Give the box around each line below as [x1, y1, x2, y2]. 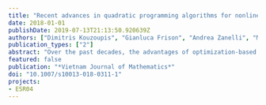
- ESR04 [8, 84, 34, 93]
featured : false [8, 56, 62, 64]
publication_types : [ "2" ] [8, 41, 93, 49]
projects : [8, 77, 41, 85]
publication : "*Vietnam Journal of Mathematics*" [8, 63, 176, 71]
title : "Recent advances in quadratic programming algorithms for [8, 11, 232, 20]
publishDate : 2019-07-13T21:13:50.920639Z [8, 26, 150, 34]
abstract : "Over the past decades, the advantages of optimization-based [8, 48, 257, 56]
